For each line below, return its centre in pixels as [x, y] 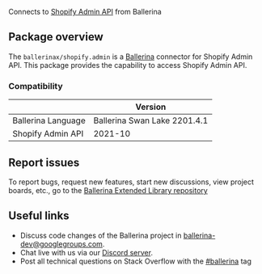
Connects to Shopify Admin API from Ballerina [85, 12]
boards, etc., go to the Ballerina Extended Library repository [108, 190]
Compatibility [36, 86]
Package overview [56, 37]
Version [151, 107]
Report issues [44, 162]
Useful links [39, 216]
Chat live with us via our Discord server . [87, 252]
